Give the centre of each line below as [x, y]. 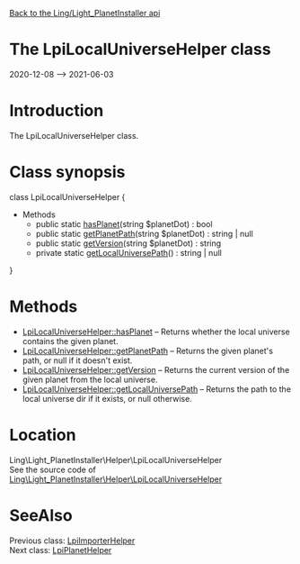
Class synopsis [67, 173]
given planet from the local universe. [90, 379]
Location [43, 435]
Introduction [57, 111]
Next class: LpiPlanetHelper [61, 550]
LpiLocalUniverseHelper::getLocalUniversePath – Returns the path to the [157, 389]
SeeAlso [41, 515]
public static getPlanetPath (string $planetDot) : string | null [144, 233]
